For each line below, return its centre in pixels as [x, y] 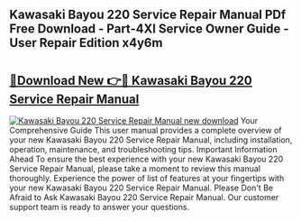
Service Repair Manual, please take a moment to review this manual [135, 169]
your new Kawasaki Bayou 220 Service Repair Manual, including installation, [151, 140]
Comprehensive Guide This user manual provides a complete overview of [146, 130]
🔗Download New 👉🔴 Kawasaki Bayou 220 [131, 80]
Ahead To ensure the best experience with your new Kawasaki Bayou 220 [146, 159]
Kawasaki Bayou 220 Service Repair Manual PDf [148, 15]
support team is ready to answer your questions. [100, 207]
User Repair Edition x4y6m [86, 43]
